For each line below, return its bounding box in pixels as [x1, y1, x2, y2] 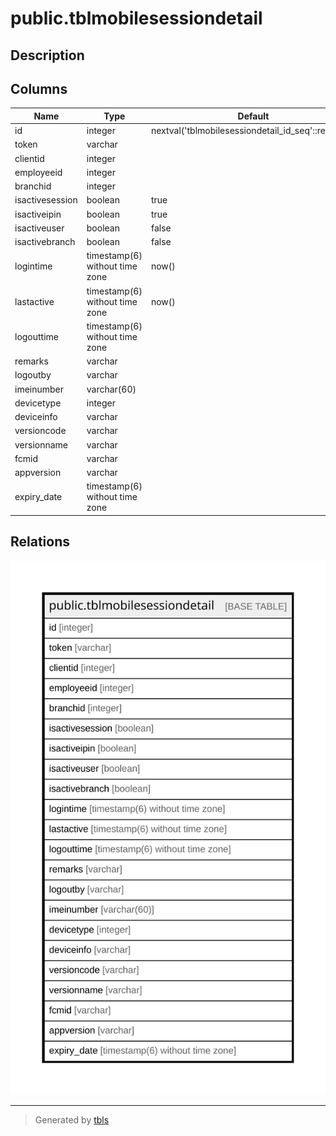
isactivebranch [14, 236, 76, 248]
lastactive [14, 295, 55, 307]
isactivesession [14, 194, 78, 206]
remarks [14, 355, 49, 367]
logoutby [14, 369, 52, 381]
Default [237, 110, 270, 122]
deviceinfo [14, 411, 58, 423]
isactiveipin [14, 208, 62, 220]
